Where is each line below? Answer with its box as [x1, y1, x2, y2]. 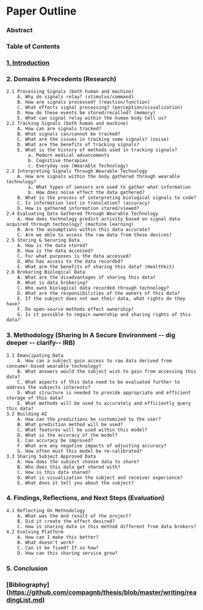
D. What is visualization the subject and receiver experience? [17, 475, 183, 481]
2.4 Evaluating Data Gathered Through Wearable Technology [6, 211, 159, 217]
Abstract [6, 26, 33, 35]
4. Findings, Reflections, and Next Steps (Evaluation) [6, 493, 165, 502]
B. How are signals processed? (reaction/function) [17, 99, 150, 106]
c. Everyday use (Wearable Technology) [28, 163, 129, 169]
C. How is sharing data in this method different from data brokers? [17, 523, 197, 529]
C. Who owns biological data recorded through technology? [17, 285, 170, 291]
